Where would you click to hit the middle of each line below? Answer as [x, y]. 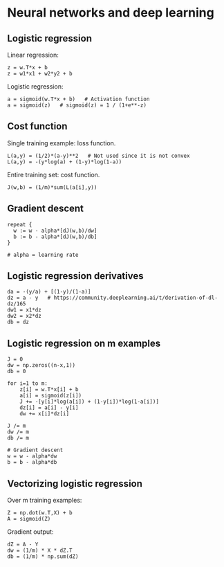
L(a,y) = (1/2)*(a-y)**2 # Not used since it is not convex [99, 156]
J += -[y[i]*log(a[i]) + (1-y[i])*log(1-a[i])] [89, 402]
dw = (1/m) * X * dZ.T [40, 551]
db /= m [18, 438]
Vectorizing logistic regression [75, 484]
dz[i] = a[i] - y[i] [49, 408]
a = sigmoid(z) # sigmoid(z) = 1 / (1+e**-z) [77, 105]
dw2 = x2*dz [24, 316]
